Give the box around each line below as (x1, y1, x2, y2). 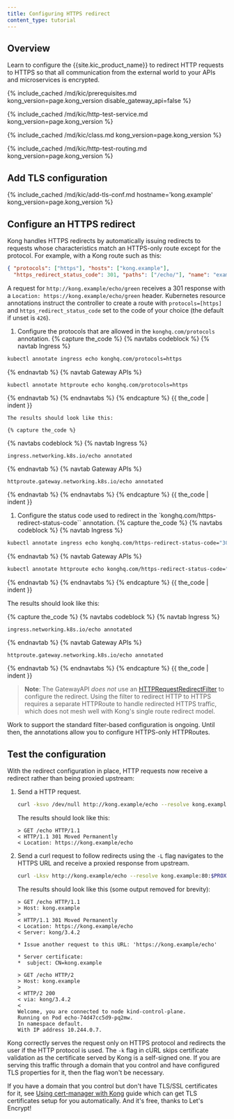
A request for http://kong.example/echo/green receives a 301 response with (7, 283, 226, 292)
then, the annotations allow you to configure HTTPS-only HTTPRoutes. (7, 728, 210, 737)
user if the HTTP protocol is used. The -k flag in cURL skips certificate (7, 1046, 209, 1054)
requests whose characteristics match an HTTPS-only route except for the (7, 244, 221, 252)
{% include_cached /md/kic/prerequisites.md (7, 89, 137, 97)
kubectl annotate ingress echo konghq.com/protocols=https (7, 355, 182, 362)
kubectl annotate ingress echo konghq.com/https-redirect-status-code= (7, 540, 219, 547)
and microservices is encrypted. (7, 76, 100, 84)
